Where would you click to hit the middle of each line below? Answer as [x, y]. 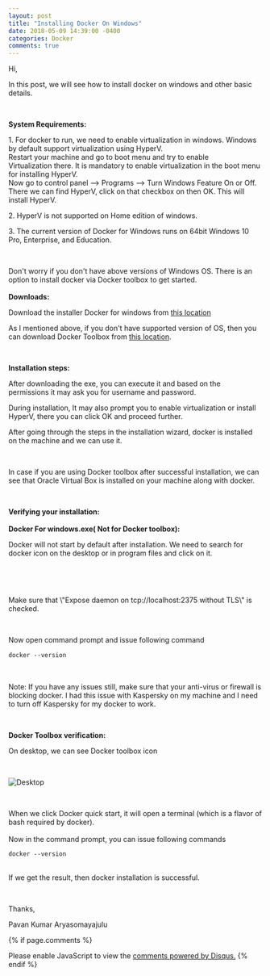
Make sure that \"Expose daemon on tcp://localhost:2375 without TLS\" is [130, 600]
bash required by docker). [52, 822]
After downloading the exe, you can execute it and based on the [114, 383]
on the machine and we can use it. [65, 441]
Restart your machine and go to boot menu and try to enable [109, 157]
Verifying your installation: [54, 512]
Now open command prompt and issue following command [106, 640]
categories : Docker [41, 38]
